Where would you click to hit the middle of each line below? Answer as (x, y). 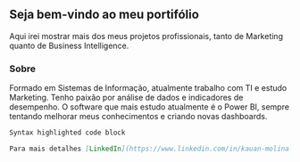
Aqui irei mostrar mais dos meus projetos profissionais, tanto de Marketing (146, 36)
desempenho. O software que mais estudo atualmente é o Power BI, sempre (150, 107)
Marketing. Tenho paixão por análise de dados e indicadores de (126, 98)
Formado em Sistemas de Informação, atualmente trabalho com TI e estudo (148, 88)
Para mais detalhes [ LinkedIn (66, 149)
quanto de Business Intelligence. (69, 45)
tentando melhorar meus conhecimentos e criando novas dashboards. (138, 117)
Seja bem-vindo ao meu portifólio (104, 15)
